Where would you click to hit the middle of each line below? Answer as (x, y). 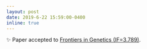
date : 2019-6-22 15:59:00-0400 (46, 17)
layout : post (23, 12)
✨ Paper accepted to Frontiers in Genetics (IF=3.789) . (73, 40)
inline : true (23, 23)
